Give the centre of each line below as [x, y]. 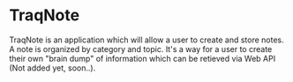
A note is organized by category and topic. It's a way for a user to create [141, 48]
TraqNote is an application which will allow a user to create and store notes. [146, 40]
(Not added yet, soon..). [53, 68]
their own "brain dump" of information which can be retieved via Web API [143, 58]
